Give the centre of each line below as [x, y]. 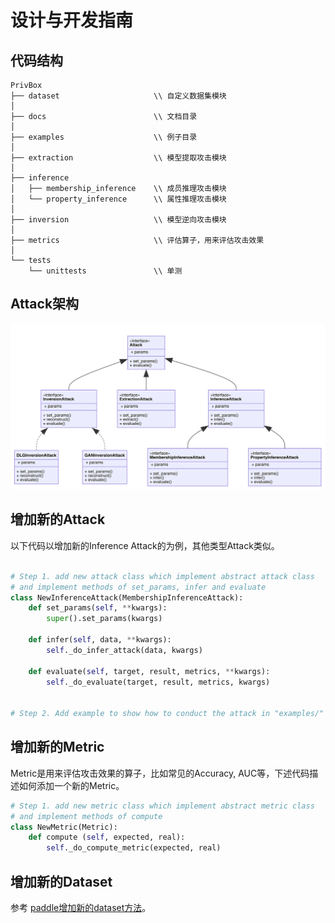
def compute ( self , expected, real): [107, 837]
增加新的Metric [57, 747]
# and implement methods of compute [86, 816]
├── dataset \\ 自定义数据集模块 [118, 96]
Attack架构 [45, 304]
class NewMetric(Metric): [64, 827]
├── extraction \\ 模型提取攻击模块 [118, 158]
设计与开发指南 [72, 20]
